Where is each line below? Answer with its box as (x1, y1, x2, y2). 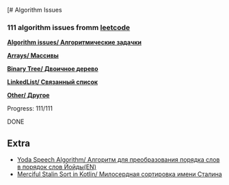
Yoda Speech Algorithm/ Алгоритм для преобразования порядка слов (16, 156, 220, 164)
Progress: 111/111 (7, 104, 53, 113)
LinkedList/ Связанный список (7, 78, 98, 86)
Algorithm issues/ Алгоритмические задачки (7, 38, 142, 46)
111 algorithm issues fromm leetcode (7, 23, 131, 32)
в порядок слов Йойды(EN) (16, 163, 97, 171)
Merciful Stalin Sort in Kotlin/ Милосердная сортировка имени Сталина (16, 170, 222, 178)
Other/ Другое (7, 91, 50, 100)
